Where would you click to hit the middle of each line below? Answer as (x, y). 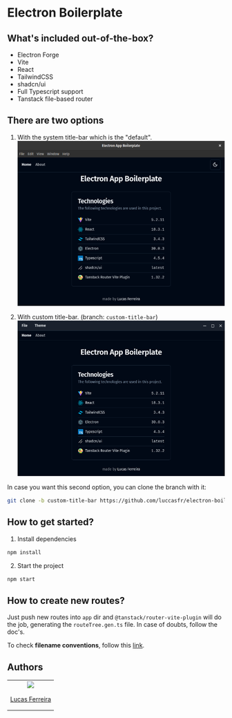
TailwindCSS (35, 77)
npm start (21, 579)
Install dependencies (47, 539)
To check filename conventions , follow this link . (76, 645)
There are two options (56, 121)
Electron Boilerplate (65, 13)
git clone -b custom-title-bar (52, 501)
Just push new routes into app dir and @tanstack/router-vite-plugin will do (115, 617)
